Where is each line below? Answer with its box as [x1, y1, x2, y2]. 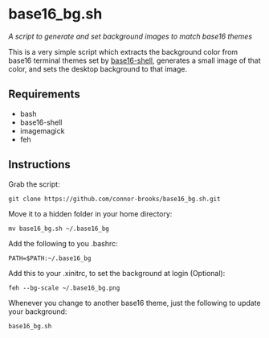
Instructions [8, 158, 71, 171]
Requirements [8, 88, 80, 101]
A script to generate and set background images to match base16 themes [8, 31, 253, 41]
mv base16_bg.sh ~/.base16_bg [8, 225, 110, 233]
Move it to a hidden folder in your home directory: [8, 208, 173, 218]
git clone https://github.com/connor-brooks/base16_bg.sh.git [8, 195, 221, 203]
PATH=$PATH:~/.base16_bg [8, 254, 92, 262]
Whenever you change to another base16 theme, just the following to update [8, 298, 261, 307]
